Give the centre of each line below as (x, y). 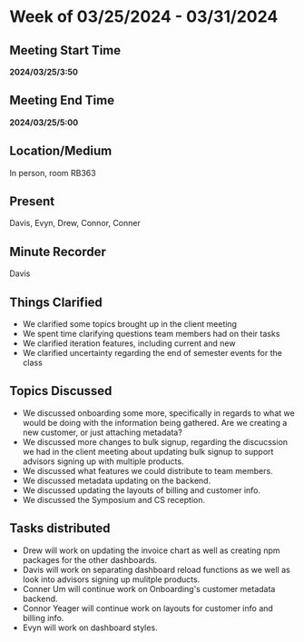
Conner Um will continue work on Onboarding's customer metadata (149, 588)
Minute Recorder (58, 252)
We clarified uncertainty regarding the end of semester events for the (152, 353)
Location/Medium (61, 151)
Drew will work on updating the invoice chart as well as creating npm (151, 550)
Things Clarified (56, 302)
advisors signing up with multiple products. (103, 461)
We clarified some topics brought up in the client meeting (130, 324)
